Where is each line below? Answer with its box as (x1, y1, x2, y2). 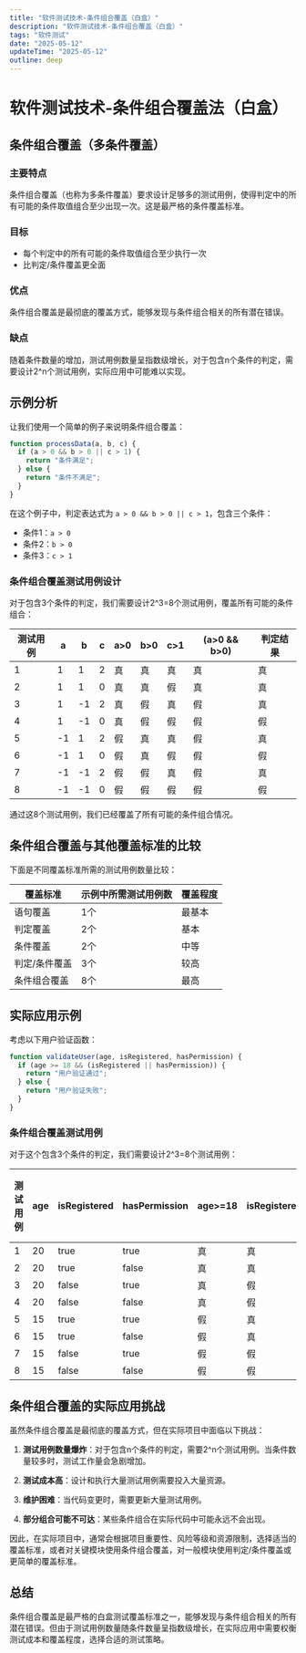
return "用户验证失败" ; (25, 1086, 107, 1096)
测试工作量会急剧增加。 (62, 1455, 151, 1466)
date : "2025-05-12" (9, 38, 84, 48)
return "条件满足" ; (25, 456, 94, 465)
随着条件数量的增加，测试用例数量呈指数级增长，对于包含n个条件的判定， (9, 354, 286, 365)
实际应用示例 (9, 1008, 82, 1024)
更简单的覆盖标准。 (9, 1555, 82, 1566)
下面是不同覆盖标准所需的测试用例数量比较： (9, 864, 178, 875)
